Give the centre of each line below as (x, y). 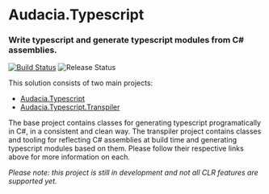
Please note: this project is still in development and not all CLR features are (133, 173)
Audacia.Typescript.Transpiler (70, 107)
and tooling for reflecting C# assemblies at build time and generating (123, 140)
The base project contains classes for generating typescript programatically (134, 123)
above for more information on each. (69, 157)
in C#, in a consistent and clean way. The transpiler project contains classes (135, 131)
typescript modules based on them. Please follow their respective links (126, 149)
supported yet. (33, 181)
